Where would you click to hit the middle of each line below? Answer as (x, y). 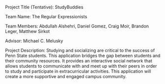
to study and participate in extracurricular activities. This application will (78, 71)
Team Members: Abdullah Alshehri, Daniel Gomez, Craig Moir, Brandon (77, 26)
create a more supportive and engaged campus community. (66, 76)
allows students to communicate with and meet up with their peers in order (81, 66)
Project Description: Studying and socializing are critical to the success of (80, 50)
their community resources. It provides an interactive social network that (79, 61)
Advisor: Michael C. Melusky (34, 41)
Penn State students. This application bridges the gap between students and (83, 56)
